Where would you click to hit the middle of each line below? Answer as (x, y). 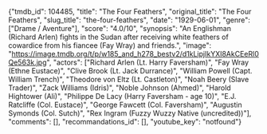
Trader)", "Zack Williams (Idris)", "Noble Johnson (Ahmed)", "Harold (120, 88)
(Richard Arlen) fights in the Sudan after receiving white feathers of (118, 37)
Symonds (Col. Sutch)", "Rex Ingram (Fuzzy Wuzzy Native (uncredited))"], (130, 113)
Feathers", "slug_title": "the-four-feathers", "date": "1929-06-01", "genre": (130, 20)
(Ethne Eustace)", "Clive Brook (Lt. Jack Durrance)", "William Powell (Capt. (130, 71)
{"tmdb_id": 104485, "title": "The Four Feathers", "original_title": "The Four (130, 12)
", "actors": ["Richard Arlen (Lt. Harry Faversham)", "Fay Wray (148, 62)
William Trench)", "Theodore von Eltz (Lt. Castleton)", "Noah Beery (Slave (129, 79)
